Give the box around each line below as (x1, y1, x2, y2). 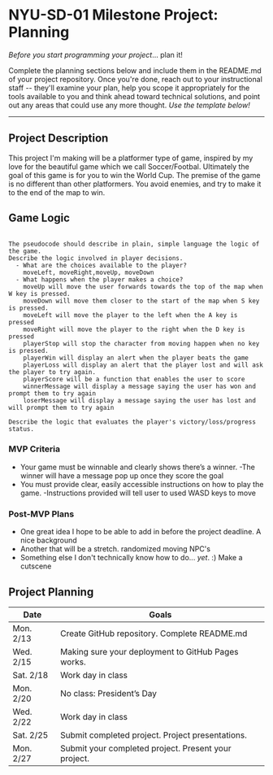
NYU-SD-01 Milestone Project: (8, 6, 219, 24)
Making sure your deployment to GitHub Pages (60, 646, 239, 657)
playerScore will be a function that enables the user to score (23, 375, 245, 383)
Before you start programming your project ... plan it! (8, 50, 183, 59)
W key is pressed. (8, 290, 71, 298)
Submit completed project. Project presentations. (60, 729, 248, 741)
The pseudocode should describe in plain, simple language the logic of (8, 240, 260, 248)
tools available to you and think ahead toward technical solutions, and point (8, 91, 261, 101)
